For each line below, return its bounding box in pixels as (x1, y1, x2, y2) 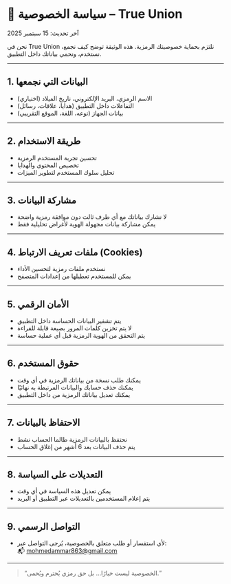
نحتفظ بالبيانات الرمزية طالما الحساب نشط (16, 435, 127, 443)
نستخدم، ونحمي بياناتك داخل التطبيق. (7, 50, 102, 58)
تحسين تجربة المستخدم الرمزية (16, 153, 98, 162)
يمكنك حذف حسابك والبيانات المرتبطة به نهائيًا (16, 383, 134, 391)
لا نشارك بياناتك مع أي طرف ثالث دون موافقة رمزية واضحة (16, 213, 167, 221)
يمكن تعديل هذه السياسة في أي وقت (16, 487, 111, 495)
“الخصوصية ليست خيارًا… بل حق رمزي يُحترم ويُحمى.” (23, 569, 162, 577)
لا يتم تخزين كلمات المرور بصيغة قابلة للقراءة (16, 324, 132, 332)
